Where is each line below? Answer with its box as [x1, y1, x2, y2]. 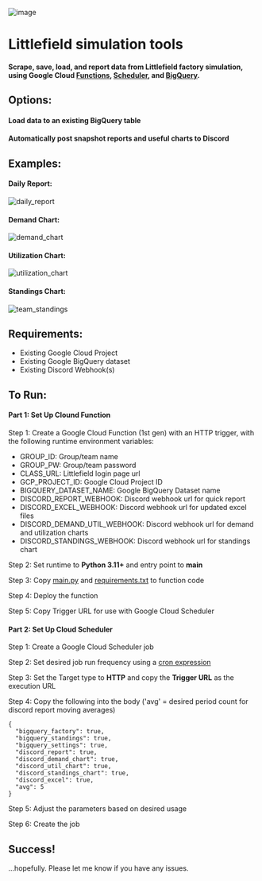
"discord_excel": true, [15, 776, 94, 784]
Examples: [8, 156, 62, 170]
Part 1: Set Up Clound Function [8, 410, 111, 420]
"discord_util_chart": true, [15, 763, 112, 771]
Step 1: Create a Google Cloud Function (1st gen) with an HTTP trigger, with [8, 427, 255, 437]
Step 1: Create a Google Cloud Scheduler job [8, 642, 155, 651]
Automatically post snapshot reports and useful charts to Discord [8, 133, 229, 143]
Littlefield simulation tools [8, 36, 184, 53]
